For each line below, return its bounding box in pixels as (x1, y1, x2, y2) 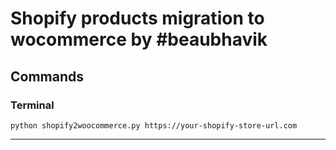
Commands (10, 68, 85, 85)
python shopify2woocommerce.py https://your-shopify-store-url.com (10, 120, 298, 131)
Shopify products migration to (10, 7, 265, 30)
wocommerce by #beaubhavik (10, 28, 268, 51)
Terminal (10, 98, 55, 112)
